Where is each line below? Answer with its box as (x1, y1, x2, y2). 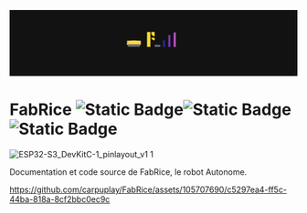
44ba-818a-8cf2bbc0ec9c (9, 194, 111, 205)
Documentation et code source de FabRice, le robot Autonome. (9, 167, 248, 177)
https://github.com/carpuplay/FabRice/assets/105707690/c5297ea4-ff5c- (9, 184, 288, 196)
